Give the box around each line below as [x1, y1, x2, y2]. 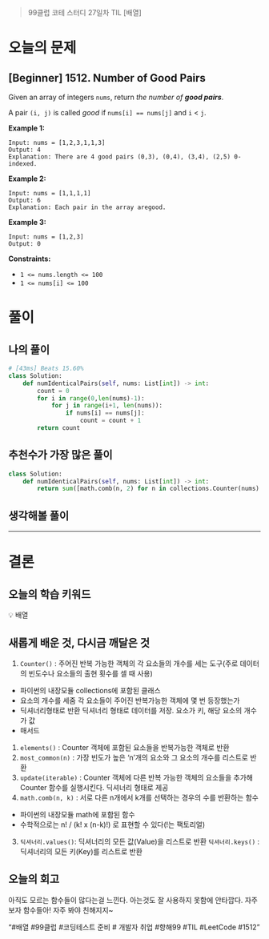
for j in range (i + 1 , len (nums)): [50, 402, 163, 410]
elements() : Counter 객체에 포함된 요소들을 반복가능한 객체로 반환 [19, 742, 230, 752]
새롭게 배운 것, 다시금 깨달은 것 [8, 636, 151, 649]
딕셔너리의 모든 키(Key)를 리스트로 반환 [19, 846, 143, 856]
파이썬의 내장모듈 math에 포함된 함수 [19, 809, 135, 819]
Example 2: [8, 174, 46, 183]
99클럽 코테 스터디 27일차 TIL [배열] [27, 8, 142, 17]
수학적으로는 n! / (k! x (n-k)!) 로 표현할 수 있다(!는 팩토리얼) [19, 820, 206, 829]
